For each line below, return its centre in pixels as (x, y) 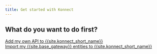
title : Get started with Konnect (39, 10)
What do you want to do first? (51, 30)
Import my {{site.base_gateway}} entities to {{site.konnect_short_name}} (79, 47)
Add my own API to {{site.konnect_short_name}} (54, 41)
